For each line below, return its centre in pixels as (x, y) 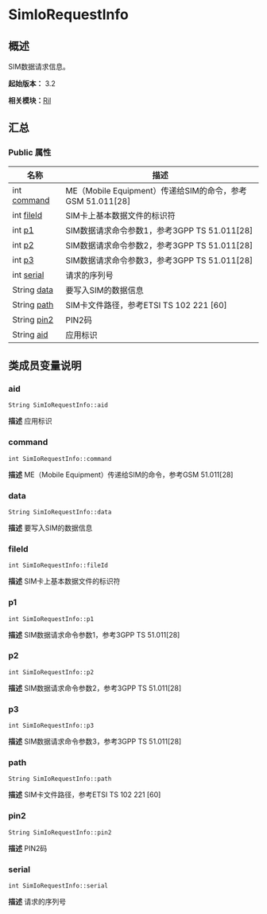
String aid (30, 334)
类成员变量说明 (45, 366)
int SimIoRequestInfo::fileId (58, 566)
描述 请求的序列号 (37, 902)
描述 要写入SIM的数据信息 (50, 528)
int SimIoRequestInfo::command (60, 459)
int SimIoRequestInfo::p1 (51, 619)
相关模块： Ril (30, 100)
